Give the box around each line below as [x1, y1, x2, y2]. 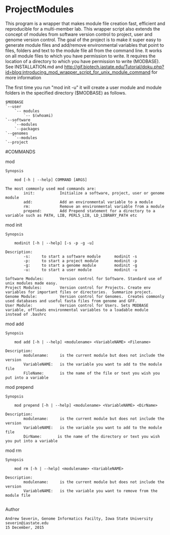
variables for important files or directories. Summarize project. [5, 289, 153, 295]
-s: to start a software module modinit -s [23, 254, 138, 259]
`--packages [14, 126, 40, 131]
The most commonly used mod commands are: [5, 186, 96, 191]
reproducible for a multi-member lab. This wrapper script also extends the [5, 25, 160, 32]
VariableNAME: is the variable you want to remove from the [23, 488, 158, 493]
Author [5, 506, 20, 512]
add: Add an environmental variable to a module [23, 200, 153, 205]
